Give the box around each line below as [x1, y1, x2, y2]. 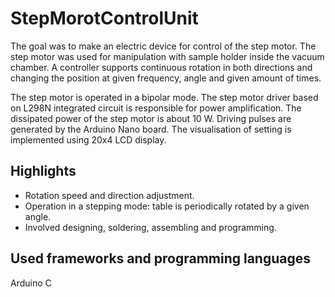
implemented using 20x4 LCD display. [10, 133, 167, 146]
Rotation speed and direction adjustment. [24, 189, 195, 201]
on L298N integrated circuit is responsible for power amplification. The [10, 102, 302, 114]
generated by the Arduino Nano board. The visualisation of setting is [10, 123, 292, 135]
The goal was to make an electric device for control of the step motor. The [10, 40, 317, 52]
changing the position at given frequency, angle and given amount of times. [10, 72, 322, 84]
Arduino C [10, 277, 52, 289]
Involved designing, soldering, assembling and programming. [24, 221, 277, 233]
